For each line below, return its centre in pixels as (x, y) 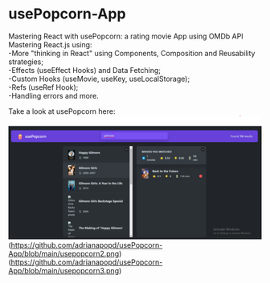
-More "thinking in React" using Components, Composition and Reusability (132, 53)
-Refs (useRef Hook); (43, 87)
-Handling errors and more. (53, 95)
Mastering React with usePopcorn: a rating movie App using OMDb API (126, 36)
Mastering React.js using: (50, 44)
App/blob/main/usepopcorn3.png (63, 271)
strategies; (26, 62)
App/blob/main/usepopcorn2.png (64, 254)
